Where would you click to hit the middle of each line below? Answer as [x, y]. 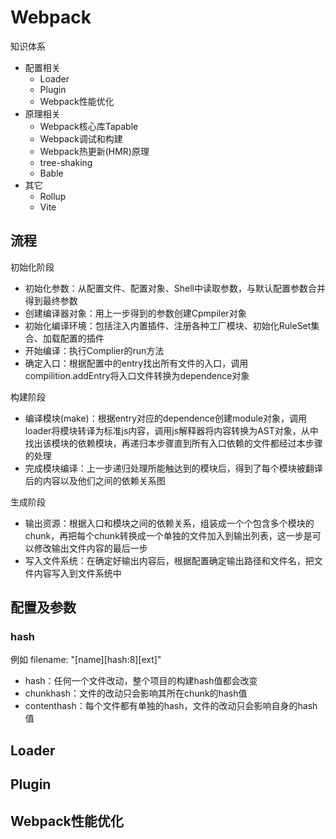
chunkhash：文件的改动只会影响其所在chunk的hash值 [136, 693]
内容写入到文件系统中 [77, 573]
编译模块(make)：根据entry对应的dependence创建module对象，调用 [166, 418]
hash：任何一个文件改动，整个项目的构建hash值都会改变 [141, 681]
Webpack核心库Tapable [89, 126]
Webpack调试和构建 [81, 138]
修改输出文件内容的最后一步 [90, 548]
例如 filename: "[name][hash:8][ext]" [86, 660]
